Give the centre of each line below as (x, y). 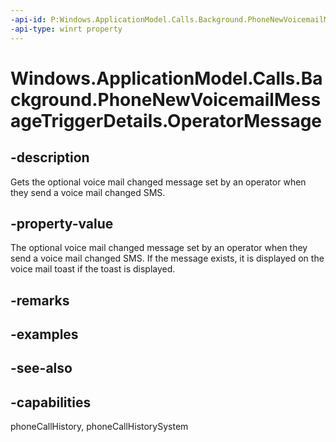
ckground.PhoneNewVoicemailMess (166, 99)
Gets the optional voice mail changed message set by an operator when (158, 182)
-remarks (40, 300)
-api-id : (28, 19)
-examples (44, 334)
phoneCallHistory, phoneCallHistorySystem (99, 427)
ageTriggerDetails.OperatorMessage (166, 120)
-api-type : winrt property (66, 29)
